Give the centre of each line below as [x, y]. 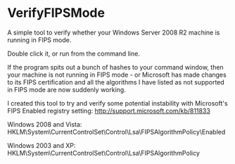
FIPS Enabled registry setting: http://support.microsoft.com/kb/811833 [109, 111]
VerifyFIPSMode [56, 13]
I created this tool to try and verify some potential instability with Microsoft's [118, 103]
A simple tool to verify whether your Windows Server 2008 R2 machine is [114, 32]
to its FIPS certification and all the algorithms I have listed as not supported [116, 82]
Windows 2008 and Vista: [45, 124]
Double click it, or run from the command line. [74, 53]
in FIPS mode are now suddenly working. [67, 89]
